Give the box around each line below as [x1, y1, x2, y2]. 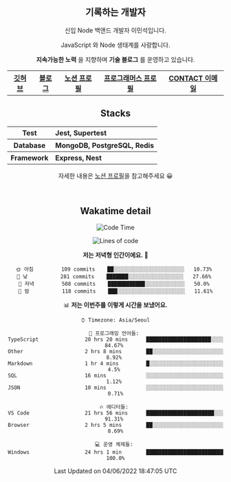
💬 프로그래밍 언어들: [89, 330, 140, 337]
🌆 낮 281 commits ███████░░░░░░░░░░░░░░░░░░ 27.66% [16, 273, 212, 280]
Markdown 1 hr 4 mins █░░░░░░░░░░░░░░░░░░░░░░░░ [8, 360, 223, 367]
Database [13, 140, 46, 150]
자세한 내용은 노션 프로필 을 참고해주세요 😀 [58, 171, 173, 180]
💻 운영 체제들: [95, 441, 133, 448]
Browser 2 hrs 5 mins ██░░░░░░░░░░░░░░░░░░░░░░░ [8, 422, 223, 429]
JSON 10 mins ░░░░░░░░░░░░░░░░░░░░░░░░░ [8, 384, 223, 391]
